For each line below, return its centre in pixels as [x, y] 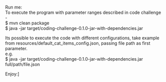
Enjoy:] [12, 74]
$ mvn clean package [27, 23]
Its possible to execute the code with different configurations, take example [83, 38]
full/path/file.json [23, 64]
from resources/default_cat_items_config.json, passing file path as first [78, 43]
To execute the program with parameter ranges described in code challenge [83, 12]
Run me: [14, 7]
